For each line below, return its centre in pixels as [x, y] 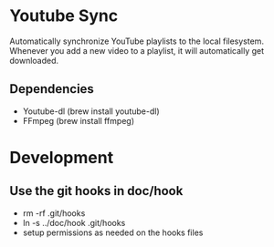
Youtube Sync [64, 16]
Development [62, 157]
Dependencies [52, 89]
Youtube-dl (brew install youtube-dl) [91, 111]
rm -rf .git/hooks [54, 213]
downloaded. [34, 60]
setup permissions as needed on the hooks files [113, 232]
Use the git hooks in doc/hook [96, 191]
